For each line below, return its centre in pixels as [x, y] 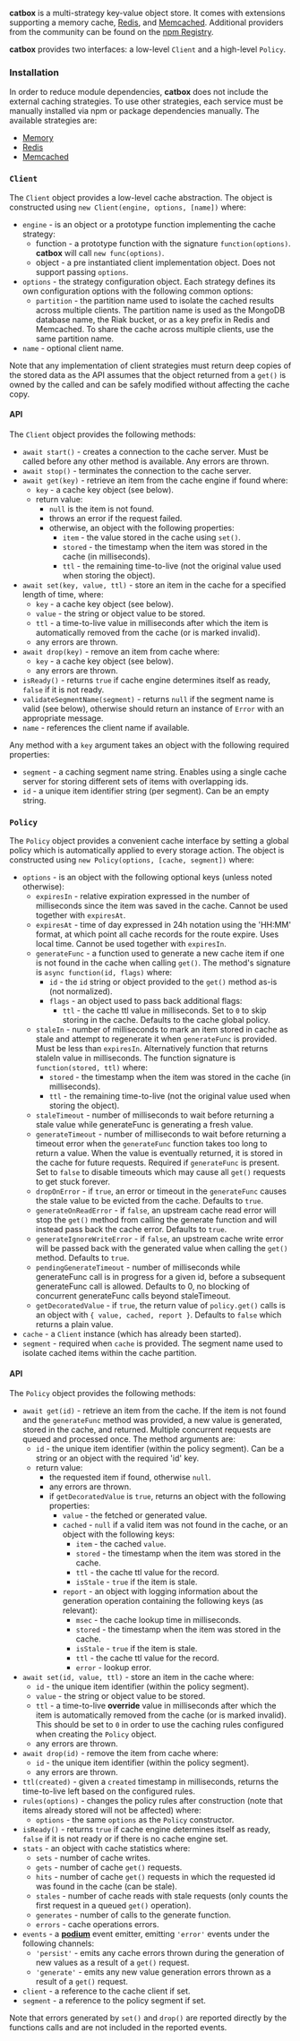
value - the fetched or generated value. [135, 1515]
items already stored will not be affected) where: [111, 1810]
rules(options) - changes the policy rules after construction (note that [153, 1801]
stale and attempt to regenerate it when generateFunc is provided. [156, 1039]
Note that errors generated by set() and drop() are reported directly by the [148, 2018]
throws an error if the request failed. [116, 518]
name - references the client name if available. [106, 727]
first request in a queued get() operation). [113, 1906]
